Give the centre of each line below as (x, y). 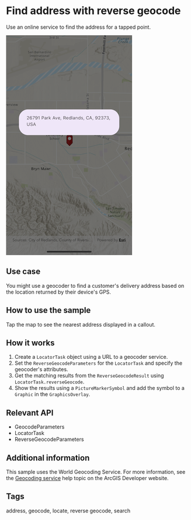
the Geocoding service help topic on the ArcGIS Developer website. (87, 478)
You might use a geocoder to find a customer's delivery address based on (95, 286)
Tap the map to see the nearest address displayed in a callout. (81, 324)
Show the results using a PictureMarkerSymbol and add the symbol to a (100, 388)
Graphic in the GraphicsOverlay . (52, 395)
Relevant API (30, 412)
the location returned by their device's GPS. (59, 292)
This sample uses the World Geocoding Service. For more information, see (96, 472)
